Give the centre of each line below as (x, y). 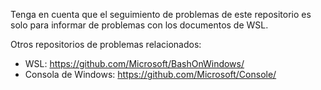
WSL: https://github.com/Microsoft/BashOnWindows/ (134, 63)
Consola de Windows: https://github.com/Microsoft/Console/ (150, 74)
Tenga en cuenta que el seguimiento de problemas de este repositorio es (161, 14)
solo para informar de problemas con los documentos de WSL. (139, 25)
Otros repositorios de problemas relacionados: (106, 44)
